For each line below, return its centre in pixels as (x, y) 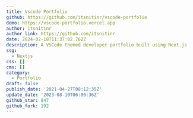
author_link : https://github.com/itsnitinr (61, 34)
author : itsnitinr (29, 28)
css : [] (16, 61)
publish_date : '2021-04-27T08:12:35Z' (54, 89)
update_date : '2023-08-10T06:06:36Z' (53, 95)
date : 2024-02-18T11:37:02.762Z (46, 39)
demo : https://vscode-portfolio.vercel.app (61, 23)
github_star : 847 (28, 100)
